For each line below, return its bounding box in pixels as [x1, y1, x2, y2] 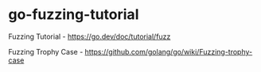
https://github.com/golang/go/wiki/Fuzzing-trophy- [84, 47, 253, 56]
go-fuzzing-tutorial [8, 6, 139, 24]
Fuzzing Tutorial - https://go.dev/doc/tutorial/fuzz [8, 32, 171, 41]
